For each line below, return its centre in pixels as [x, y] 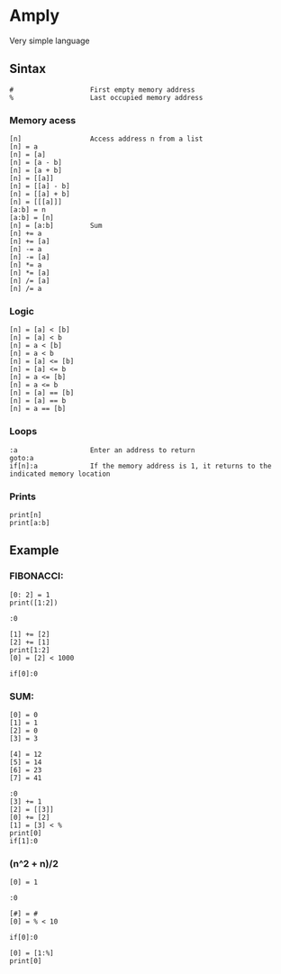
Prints [23, 496]
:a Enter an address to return [102, 450]
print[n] [26, 514]
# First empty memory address [102, 90]
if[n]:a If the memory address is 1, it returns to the [140, 466]
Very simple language [50, 41]
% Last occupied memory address [106, 97]
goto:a [22, 458]
